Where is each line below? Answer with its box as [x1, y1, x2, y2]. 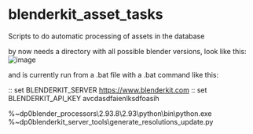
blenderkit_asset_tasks [8, 5, 163, 24]
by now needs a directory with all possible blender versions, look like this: [8, 46, 247, 56]
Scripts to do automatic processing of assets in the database [8, 31, 205, 41]
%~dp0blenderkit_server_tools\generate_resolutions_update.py [8, 117, 214, 126]
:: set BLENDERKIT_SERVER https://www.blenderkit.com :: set [8, 85, 207, 95]
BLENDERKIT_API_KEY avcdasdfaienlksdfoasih [8, 93, 159, 103]
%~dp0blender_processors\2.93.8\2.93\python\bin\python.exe [8, 108, 212, 118]
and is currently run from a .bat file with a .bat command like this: [8, 70, 219, 79]
